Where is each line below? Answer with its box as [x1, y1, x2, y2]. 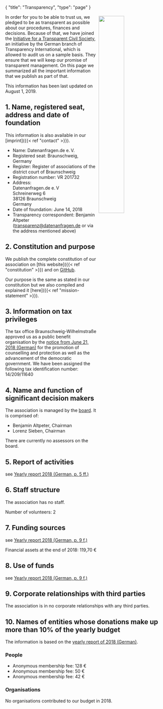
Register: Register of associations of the [12, 163, 96, 169]
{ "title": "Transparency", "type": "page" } [5, 5, 91, 10]
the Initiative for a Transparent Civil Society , [5, 35, 96, 41]
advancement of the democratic [5, 355, 72, 361]
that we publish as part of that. [5, 73, 69, 79]
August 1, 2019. [5, 88, 37, 94]
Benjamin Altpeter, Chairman [12, 422, 72, 429]
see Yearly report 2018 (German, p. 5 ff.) [5, 471, 89, 477]
